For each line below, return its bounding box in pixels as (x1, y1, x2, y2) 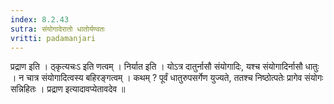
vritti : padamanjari (10, 33, 97, 43)
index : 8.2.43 (10, 14, 70, 25)
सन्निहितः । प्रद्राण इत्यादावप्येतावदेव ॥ (10, 83, 126, 95)
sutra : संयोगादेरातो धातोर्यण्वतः (10, 24, 106, 34)
